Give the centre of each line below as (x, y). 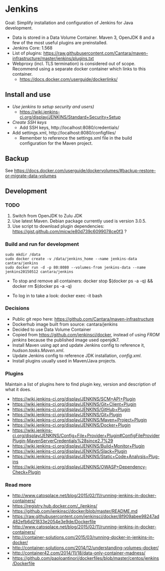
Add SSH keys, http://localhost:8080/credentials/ (69, 127)
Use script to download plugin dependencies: (58, 226)
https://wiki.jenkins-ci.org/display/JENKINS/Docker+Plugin (71, 425)
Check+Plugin (26, 472)
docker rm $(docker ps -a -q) (42, 286)
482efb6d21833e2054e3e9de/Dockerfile (54, 522)
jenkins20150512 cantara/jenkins (39, 271)
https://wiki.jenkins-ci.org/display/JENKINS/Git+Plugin (67, 415)
